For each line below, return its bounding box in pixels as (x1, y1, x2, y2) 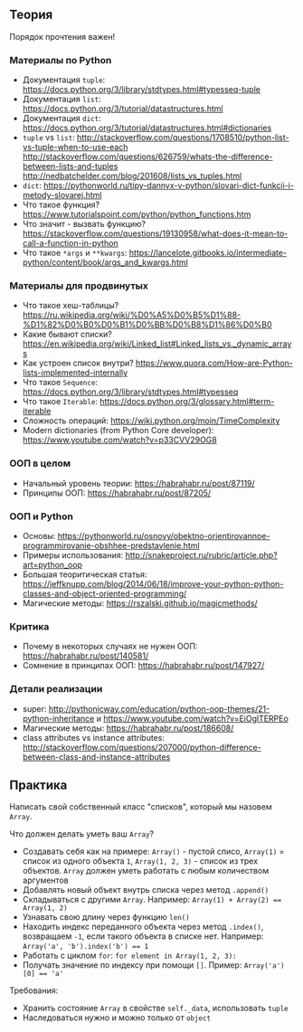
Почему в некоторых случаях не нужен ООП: (22, 641, 198, 652)
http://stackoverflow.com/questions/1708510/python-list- (76, 132, 289, 143)
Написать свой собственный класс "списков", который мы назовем (9, 801, 273, 812)
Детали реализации (9, 683, 103, 696)
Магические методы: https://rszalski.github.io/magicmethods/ (22, 598, 258, 609)
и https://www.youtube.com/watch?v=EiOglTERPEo (96, 713, 289, 724)
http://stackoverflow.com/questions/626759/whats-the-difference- (22, 151, 273, 162)
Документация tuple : (22, 74, 106, 85)
